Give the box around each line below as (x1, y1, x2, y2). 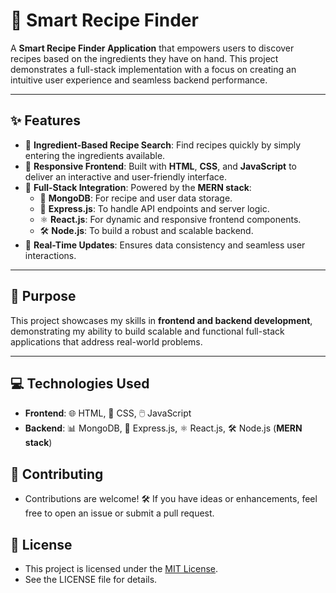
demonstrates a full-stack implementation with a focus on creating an (10, 63, 297, 75)
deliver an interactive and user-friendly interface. (24, 170, 228, 183)
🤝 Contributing (10, 465, 104, 483)
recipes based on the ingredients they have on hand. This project (10, 52, 279, 64)
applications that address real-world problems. (10, 335, 203, 348)
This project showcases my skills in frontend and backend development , (10, 314, 313, 326)
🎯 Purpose (10, 288, 77, 305)
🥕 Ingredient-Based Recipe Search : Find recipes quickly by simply (24, 139, 302, 151)
